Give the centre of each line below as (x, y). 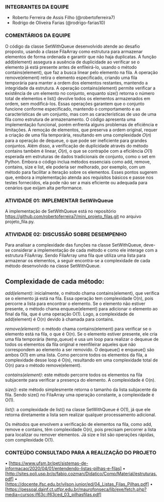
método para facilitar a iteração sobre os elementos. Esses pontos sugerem (81, 172)
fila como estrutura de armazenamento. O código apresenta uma (70, 119)
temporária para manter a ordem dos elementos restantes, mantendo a (76, 83)
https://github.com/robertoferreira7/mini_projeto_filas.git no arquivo (73, 216)
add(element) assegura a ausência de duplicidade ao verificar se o (72, 62)
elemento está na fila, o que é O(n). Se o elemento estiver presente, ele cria (81, 334)
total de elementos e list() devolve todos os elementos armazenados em (78, 98)
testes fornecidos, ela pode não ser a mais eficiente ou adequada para (76, 182)
